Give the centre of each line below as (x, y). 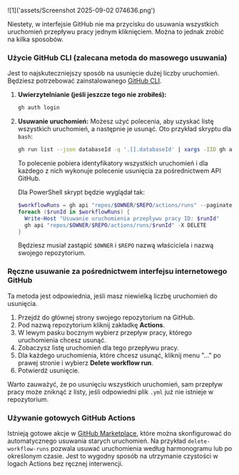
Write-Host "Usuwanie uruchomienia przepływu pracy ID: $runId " (122, 218)
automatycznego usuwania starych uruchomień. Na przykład (97, 441)
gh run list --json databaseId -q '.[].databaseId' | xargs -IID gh (122, 150)
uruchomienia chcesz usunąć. (62, 340)
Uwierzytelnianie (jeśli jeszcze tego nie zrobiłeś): (92, 95)
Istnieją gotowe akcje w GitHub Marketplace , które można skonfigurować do (119, 434)
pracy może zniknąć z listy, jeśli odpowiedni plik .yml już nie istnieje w (111, 392)
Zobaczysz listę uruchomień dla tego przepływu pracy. (98, 347)
